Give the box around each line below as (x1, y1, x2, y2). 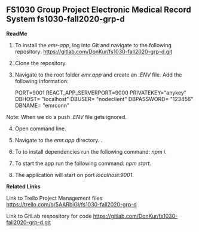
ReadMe (6, 30, 27, 37)
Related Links (6, 182, 41, 190)
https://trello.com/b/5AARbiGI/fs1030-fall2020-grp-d (6, 200, 137, 208)
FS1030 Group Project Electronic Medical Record (6, 5, 191, 15)
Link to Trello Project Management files (6, 194, 103, 202)
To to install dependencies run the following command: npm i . (14, 148, 167, 155)
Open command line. (14, 125, 67, 132)
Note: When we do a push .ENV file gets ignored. (6, 113, 127, 120)
